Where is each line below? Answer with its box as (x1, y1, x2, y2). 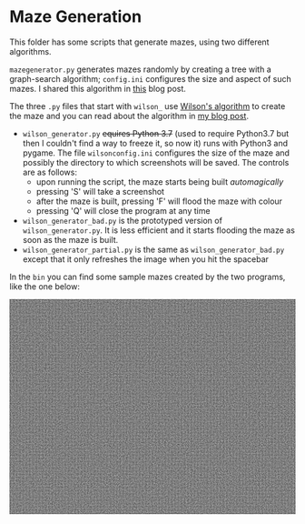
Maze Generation (9, 6, 143, 27)
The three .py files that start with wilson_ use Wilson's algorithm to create (9, 100, 286, 111)
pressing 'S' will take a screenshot (35, 186, 165, 196)
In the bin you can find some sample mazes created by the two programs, (9, 271, 286, 282)
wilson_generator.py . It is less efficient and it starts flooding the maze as (22, 225, 295, 236)
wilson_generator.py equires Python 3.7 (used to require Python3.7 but (22, 127, 290, 138)
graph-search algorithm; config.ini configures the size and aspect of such (9, 73, 292, 84)
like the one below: (9, 280, 80, 292)
